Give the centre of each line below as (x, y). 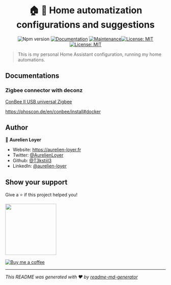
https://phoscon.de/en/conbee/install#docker (53, 112)
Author (17, 128)
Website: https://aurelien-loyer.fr (47, 150)
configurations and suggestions (85, 25)
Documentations (32, 76)
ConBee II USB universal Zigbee (39, 101)
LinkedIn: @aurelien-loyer (40, 166)
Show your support (36, 182)
